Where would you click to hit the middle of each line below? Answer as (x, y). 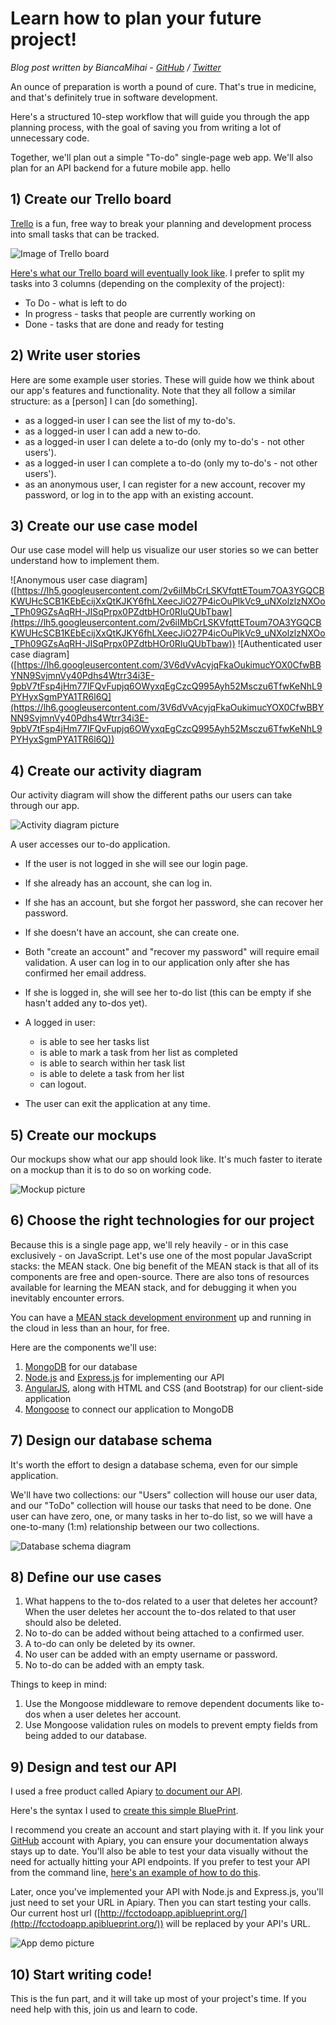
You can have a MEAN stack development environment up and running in (161, 1317)
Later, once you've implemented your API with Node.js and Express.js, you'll (167, 1892)
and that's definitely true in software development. (114, 97)
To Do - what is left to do (76, 303)
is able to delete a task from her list (112, 1074)
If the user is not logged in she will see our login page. (136, 864)
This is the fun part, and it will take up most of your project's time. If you (158, 1999)
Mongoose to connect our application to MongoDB (129, 1409)
